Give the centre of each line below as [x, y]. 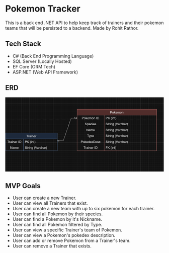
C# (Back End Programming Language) [53, 56]
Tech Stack [23, 44]
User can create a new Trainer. [44, 198]
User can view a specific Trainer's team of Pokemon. [67, 230]
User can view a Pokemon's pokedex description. [64, 235]
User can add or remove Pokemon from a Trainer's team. [71, 240]
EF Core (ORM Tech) [34, 66]
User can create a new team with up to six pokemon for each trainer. [83, 208]
